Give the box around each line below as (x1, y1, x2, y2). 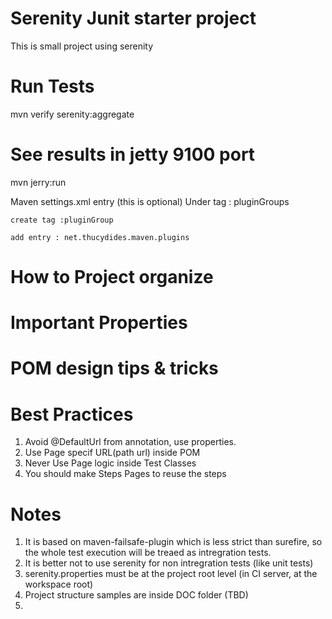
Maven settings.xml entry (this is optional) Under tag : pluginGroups (10, 195, 290, 207)
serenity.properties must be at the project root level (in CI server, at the (24, 568, 318, 580)
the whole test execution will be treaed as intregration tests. (24, 547, 272, 559)
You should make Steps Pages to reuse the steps (24, 468, 227, 480)
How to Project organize (10, 266, 214, 288)
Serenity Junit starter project (10, 7, 257, 30)
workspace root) (24, 578, 94, 591)
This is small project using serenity (10, 40, 154, 52)
